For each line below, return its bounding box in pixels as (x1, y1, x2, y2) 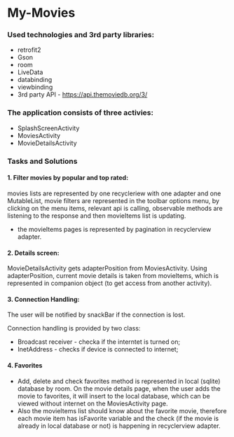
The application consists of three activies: (7, 108, 154, 118)
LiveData (17, 68, 43, 76)
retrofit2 (17, 46, 41, 54)
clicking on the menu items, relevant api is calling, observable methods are (7, 204, 223, 212)
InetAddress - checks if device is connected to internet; (17, 345, 179, 354)
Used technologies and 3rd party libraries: (7, 30, 155, 40)
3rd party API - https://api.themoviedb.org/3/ (17, 90, 148, 99)
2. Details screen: (7, 249, 60, 257)
